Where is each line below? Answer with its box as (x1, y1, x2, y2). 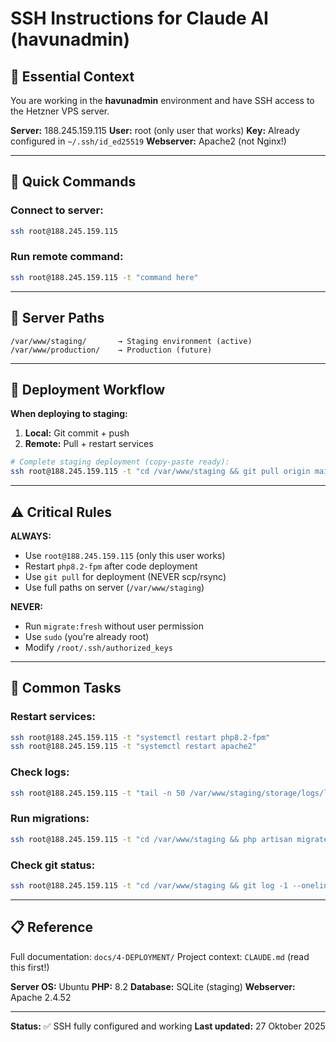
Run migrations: (10, 812, 90, 826)
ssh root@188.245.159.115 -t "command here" (10, 272, 199, 282)
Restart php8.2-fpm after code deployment (24, 560, 198, 572)
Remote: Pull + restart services (24, 438, 154, 450)
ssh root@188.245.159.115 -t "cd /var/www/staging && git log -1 (10, 881, 288, 891)
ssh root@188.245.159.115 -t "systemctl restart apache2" (10, 742, 257, 752)
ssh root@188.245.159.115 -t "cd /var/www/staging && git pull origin (10, 467, 311, 477)
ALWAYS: (10, 530, 52, 542)
